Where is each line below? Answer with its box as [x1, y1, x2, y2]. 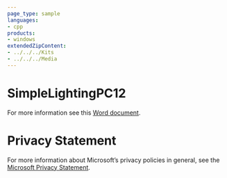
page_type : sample [7, 10, 60, 17]
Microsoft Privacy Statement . [7, 163, 90, 171]
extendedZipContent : [7, 42, 67, 49]
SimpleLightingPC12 [7, 85, 126, 101]
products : [7, 29, 36, 37]
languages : [7, 17, 39, 24]
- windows [7, 36, 36, 43]
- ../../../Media [7, 56, 58, 63]
